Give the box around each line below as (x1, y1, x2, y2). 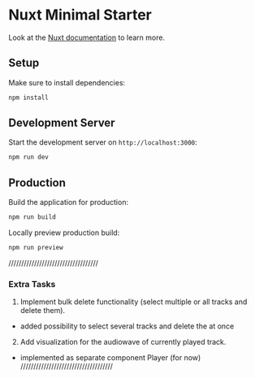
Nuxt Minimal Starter (8, 6, 153, 24)
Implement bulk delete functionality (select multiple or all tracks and (19, 297, 248, 306)
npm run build (8, 213, 57, 221)
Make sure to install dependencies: (8, 77, 126, 87)
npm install (8, 93, 49, 102)
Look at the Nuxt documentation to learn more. (8, 33, 165, 42)
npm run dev (8, 153, 49, 162)
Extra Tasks (8, 278, 56, 289)
